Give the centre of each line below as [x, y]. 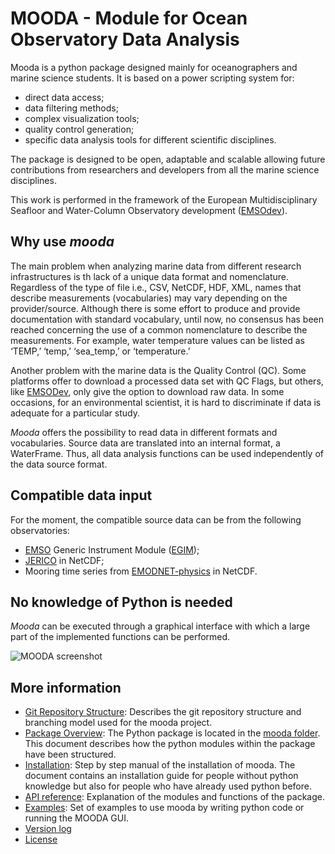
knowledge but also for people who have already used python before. [168, 786]
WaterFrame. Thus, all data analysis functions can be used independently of [167, 453]
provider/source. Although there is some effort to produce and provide [155, 308]
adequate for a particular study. [75, 413]
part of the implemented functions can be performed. [120, 637]
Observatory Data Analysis [125, 39]
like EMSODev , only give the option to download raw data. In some [147, 391]
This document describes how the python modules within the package [170, 744]
